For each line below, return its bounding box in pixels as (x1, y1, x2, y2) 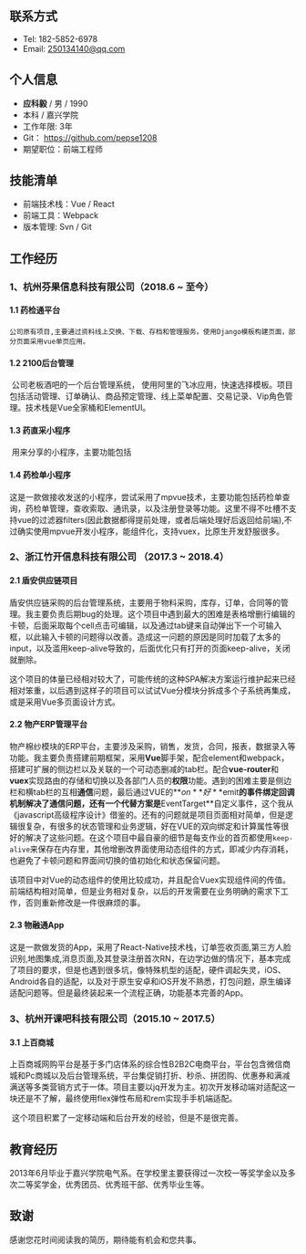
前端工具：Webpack (22, 210, 98, 221)
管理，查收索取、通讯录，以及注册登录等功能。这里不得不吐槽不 (48, 503, 289, 514)
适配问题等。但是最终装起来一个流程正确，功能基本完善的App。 (9, 988, 249, 998)
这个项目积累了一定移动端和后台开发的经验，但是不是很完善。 (11, 1113, 243, 1123)
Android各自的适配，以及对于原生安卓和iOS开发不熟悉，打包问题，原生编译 (9, 976, 291, 988)
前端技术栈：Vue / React (22, 199, 116, 210)
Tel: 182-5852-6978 (22, 33, 98, 44)
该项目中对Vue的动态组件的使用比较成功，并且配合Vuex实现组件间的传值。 (9, 874, 291, 885)
